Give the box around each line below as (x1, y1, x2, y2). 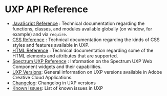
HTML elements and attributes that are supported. (12, 52, 118, 59)
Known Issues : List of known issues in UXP (12, 85, 103, 91)
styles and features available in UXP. (12, 42, 90, 48)
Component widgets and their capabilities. (12, 63, 102, 70)
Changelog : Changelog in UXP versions (12, 80, 96, 86)
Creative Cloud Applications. (12, 74, 73, 80)
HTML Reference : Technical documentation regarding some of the (12, 47, 154, 53)
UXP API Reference (5, 4, 88, 15)
